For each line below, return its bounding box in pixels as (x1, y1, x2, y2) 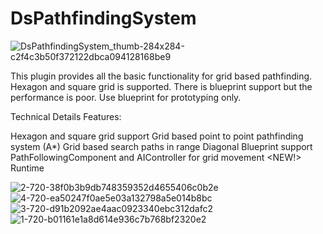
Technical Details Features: (10, 110, 122, 122)
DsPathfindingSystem (10, 7, 197, 30)
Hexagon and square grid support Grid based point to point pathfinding (10, 130, 304, 142)
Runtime (10, 162, 45, 174)
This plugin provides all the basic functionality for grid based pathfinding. (10, 70, 313, 82)
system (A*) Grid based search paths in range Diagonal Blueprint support (10, 140, 313, 152)
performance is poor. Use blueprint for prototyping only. (10, 91, 242, 103)
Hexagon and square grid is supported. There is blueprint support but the (10, 80, 313, 92)
